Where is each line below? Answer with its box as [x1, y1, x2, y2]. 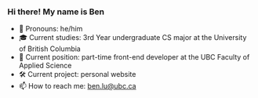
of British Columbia [18, 44, 82, 53]
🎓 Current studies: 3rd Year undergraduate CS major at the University [18, 33, 247, 42]
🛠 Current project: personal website [18, 70, 136, 79]
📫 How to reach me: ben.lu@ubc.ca [18, 82, 136, 91]
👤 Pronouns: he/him [18, 24, 83, 34]
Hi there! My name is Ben [7, 6, 105, 17]
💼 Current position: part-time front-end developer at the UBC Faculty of [18, 53, 250, 62]
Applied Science [18, 61, 72, 71]
